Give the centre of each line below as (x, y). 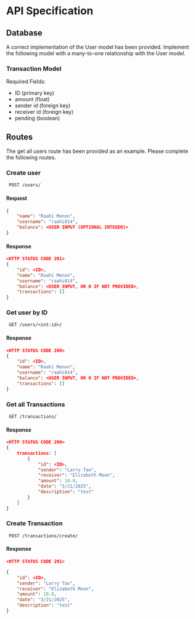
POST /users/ (25, 185)
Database (24, 33)
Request (17, 198)
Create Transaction (35, 524)
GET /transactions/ (33, 416)
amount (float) (32, 100)
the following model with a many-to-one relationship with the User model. (96, 53)
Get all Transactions (36, 404)
